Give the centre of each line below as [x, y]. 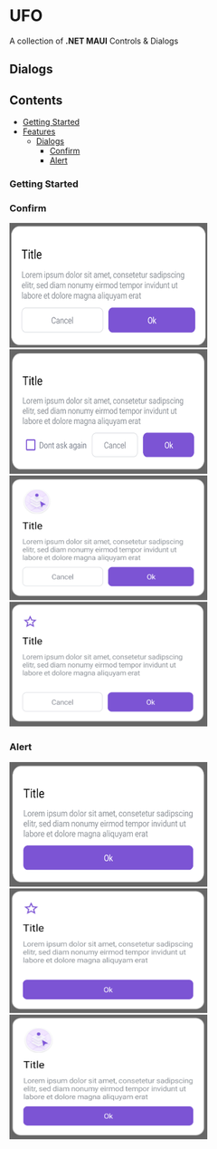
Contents [36, 100]
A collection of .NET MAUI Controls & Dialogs [94, 41]
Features [39, 131]
